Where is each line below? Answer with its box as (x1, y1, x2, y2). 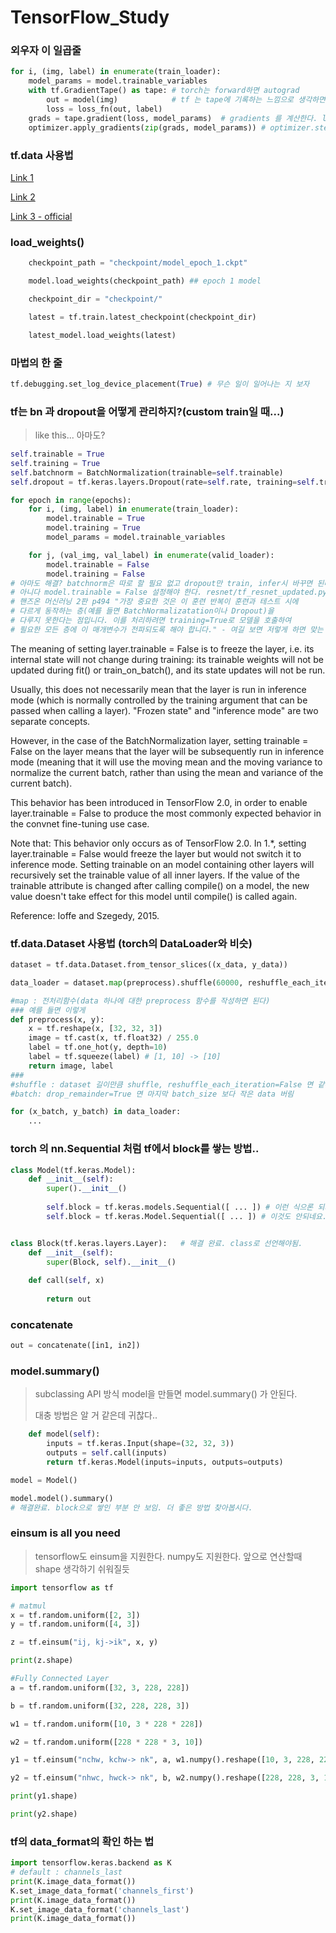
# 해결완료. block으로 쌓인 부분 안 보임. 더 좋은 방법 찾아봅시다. (10, 1502, 253, 1513)
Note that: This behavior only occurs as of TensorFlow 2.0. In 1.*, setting (10, 837, 307, 849)
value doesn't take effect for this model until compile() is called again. (10, 890, 298, 902)
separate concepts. (10, 715, 91, 727)
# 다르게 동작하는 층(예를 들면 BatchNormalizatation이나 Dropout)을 (10, 606, 275, 616)
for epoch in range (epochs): (10, 495, 132, 505)
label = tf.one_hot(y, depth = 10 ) (28, 1042, 168, 1053)
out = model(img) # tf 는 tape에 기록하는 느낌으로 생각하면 (46, 95, 326, 105)
